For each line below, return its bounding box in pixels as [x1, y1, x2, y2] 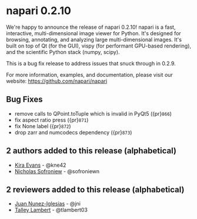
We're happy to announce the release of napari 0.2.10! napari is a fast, [6, 23, 176, 31]
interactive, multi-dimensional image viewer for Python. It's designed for [6, 29, 181, 36]
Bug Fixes [6, 95, 43, 105]
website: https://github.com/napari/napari [6, 78, 108, 85]
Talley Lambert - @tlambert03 [14, 207, 88, 214]
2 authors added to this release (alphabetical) [6, 146, 176, 156]
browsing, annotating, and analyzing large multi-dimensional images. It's [6, 36, 182, 43]
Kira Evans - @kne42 [14, 161, 66, 169]
